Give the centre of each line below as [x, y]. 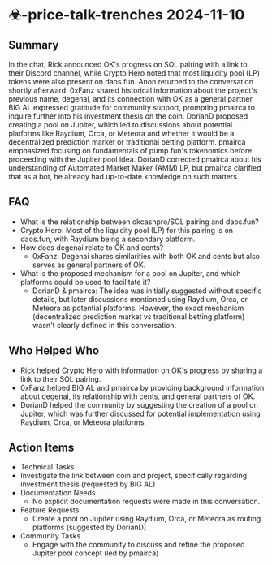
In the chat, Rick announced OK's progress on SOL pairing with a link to [128, 64]
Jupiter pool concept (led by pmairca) [95, 553]
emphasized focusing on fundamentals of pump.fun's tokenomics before [130, 151]
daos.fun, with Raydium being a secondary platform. [108, 239]
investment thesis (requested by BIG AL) [88, 484]
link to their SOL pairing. [60, 378]
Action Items [41, 448]
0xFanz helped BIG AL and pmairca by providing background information [142, 387]
